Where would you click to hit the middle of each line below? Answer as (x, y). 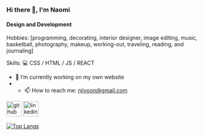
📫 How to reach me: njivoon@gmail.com (76, 90)
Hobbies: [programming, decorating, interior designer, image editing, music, (102, 38)
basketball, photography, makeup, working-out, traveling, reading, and (95, 45)
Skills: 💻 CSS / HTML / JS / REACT (50, 63)
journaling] (20, 51)
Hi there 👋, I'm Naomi (38, 10)
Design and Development (39, 24)
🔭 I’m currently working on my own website (69, 77)
